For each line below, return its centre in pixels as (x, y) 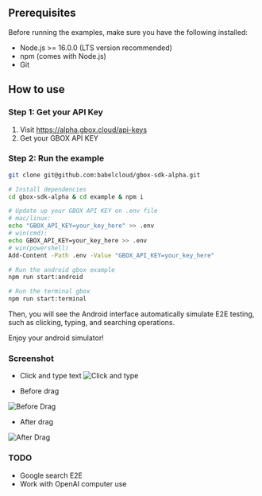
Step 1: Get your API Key (56, 112)
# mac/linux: (30, 219)
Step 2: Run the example (56, 158)
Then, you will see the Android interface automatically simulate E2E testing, (131, 314)
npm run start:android (46, 277)
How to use (37, 89)
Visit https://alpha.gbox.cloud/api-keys (83, 130)
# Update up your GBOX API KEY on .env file (83, 211)
